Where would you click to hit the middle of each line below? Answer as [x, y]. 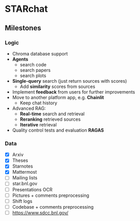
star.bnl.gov [25, 183]
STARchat [26, 9]
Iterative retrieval [38, 124]
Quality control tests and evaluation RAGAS [58, 130]
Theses [20, 160]
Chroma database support [40, 53]
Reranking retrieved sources [50, 119]
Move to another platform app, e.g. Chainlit [58, 97]
